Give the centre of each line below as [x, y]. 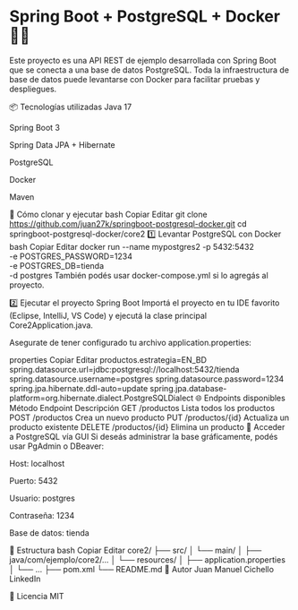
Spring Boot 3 [35, 127]
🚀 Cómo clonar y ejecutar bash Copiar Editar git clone [108, 214]
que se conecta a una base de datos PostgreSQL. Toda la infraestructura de [149, 70]
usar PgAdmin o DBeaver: [57, 446]
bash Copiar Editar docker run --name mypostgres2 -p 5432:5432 [132, 246]
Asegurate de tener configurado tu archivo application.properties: [131, 342]
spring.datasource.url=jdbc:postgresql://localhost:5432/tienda [124, 369]
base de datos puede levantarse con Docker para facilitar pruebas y [135, 79]
